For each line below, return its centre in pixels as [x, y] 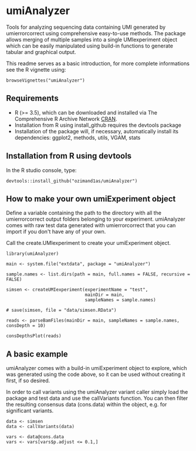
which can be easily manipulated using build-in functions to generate [89, 46]
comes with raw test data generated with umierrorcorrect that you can [91, 225]
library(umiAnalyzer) [33, 254]
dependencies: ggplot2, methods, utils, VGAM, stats [77, 137]
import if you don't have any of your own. [56, 232]
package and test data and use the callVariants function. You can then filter [97, 398]
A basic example [37, 354]
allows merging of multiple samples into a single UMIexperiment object [92, 39]
